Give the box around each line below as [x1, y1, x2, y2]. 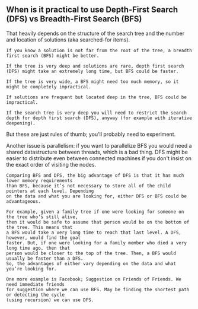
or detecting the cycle [6, 292, 65, 298]
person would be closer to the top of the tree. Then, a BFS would [6, 250, 177, 256]
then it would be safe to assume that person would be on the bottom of [6, 219, 190, 225]
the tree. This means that [6, 224, 73, 230]
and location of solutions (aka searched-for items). [6, 36, 130, 43]
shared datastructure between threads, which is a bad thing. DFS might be [6, 148, 189, 155]
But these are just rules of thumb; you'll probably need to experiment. [6, 130, 176, 138]
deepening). [6, 120, 36, 126]
